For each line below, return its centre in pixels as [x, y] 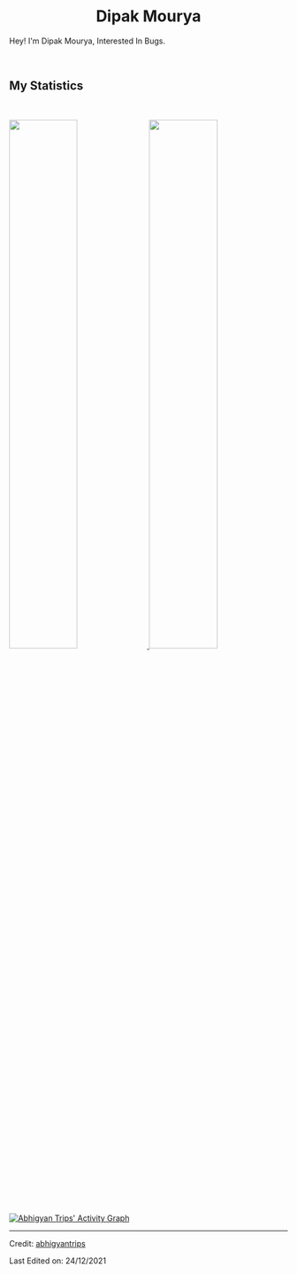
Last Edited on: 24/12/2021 [58, 1261]
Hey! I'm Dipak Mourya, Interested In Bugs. [88, 41]
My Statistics [46, 86]
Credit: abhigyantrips [47, 1244]
